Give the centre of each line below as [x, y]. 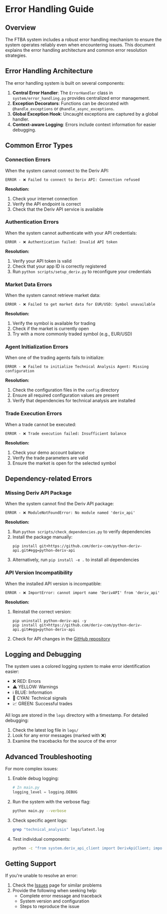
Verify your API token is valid [42, 261]
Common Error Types [39, 146]
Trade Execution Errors [34, 414]
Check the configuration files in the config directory [66, 390]
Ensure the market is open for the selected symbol [64, 463]
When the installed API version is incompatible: [53, 584]
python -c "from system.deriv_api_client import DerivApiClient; [82, 848]
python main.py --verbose [39, 811]
